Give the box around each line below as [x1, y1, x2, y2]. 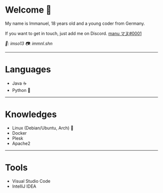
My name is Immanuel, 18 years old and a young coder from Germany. [5, 20, 146, 26]
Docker [12, 130, 27, 136]
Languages [5, 64, 51, 75]
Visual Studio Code [12, 178, 51, 184]
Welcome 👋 [5, 4, 52, 16]
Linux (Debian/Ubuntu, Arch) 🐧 [12, 125, 74, 131]
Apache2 [12, 140, 31, 146]
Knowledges [5, 109, 57, 120]
